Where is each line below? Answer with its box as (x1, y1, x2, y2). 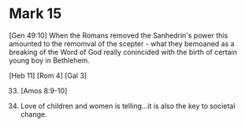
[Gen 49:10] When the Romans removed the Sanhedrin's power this (9, 31, 228, 40)
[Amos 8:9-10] (20, 85, 68, 95)
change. (20, 109, 47, 118)
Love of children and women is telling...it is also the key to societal (20, 101, 236, 111)
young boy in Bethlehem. (9, 56, 90, 65)
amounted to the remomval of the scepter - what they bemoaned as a (9, 38, 235, 48)
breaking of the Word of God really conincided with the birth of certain (9, 47, 237, 56)
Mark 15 (9, 5, 62, 23)
